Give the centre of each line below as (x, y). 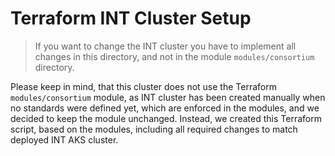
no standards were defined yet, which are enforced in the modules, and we (165, 108)
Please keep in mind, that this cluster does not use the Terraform (143, 86)
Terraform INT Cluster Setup (131, 18)
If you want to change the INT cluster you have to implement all (165, 46)
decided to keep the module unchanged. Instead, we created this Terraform (166, 118)
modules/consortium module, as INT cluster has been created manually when (168, 97)
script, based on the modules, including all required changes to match (154, 129)
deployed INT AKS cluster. (64, 139)
